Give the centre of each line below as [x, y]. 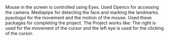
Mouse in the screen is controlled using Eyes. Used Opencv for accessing [82, 7]
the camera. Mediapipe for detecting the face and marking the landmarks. [82, 12]
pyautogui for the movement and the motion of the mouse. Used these [78, 18]
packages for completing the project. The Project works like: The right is [80, 23]
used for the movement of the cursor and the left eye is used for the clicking [85, 28]
